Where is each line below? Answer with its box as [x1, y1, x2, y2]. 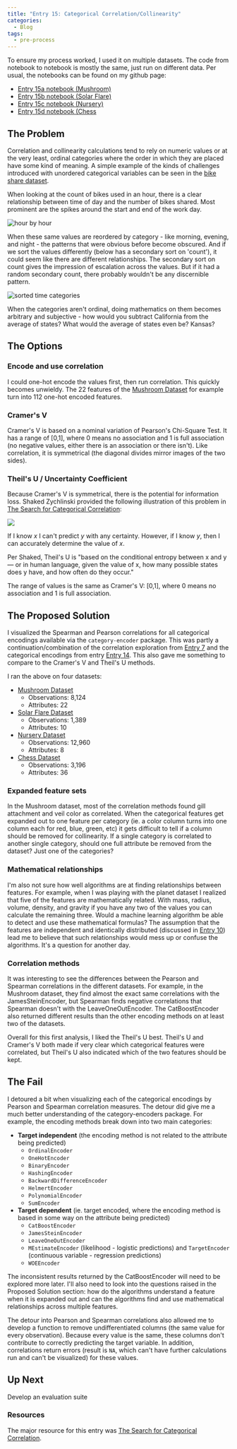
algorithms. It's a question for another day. [7, 941, 131, 949]
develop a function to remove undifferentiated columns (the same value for [7, 1323, 225, 1332]
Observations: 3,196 [28, 761, 86, 770]
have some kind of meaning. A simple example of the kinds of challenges [7, 161, 220, 169]
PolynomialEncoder [28, 1192, 83, 1199]
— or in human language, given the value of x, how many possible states [7, 561, 219, 569]
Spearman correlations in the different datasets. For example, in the [7, 982, 203, 990]
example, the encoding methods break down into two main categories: [7, 1117, 213, 1126]
